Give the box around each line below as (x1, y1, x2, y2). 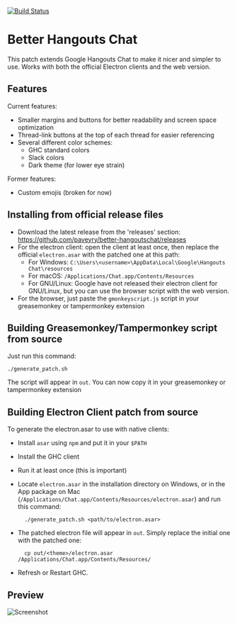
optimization (17, 123, 54, 131)
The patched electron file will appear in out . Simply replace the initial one (17, 529, 231, 537)
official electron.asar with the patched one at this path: (17, 250, 180, 259)
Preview (7, 589, 45, 601)
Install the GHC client (17, 452, 80, 461)
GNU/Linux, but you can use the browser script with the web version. (28, 286, 230, 295)
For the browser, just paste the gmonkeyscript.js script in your (17, 294, 200, 303)
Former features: (7, 174, 57, 183)
